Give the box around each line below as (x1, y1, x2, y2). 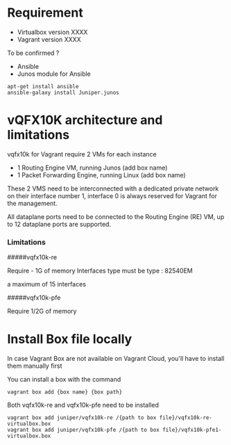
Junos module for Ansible (17, 70, 92, 78)
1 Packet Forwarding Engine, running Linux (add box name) (17, 170, 186, 179)
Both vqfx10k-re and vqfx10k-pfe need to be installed (7, 401, 160, 410)
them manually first (7, 362, 62, 370)
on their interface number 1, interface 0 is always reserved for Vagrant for (7, 191, 217, 200)
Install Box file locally (7, 332, 132, 347)
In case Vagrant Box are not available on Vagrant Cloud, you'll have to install (7, 355, 225, 363)
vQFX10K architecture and (7, 113, 163, 128)
